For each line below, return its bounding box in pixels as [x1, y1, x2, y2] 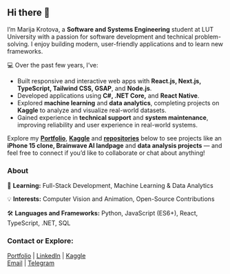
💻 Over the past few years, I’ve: [7, 61, 98, 69]
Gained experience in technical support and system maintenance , [17, 113, 209, 121]
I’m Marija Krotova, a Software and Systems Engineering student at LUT [7, 25, 214, 33]
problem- [194, 32, 222, 41]
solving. [7, 39, 30, 48]
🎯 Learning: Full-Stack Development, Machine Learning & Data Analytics [7, 182, 213, 190]
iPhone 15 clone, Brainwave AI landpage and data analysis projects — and [7, 141, 222, 149]
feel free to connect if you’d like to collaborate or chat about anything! [7, 149, 205, 157]
